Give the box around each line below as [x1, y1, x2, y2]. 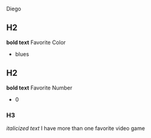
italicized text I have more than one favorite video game [6, 124, 146, 132]
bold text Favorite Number [6, 84, 73, 91]
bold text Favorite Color [6, 39, 66, 46]
